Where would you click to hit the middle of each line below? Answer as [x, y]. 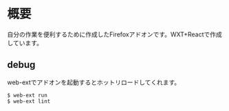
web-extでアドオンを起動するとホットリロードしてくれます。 [94, 82]
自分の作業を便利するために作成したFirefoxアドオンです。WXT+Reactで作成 [115, 34]
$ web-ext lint [29, 101]
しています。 [25, 42]
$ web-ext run [28, 95]
